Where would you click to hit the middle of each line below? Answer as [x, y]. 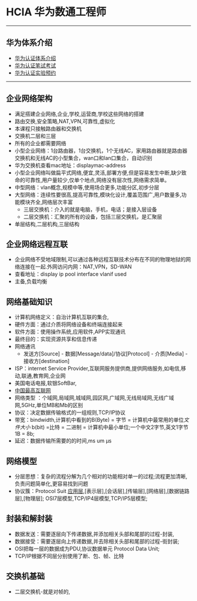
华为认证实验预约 [35, 73]
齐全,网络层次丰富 [52, 202]
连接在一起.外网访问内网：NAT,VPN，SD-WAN [76, 267]
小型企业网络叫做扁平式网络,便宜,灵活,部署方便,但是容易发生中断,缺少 [98, 172]
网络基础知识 [29, 302]
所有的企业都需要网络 [40, 143]
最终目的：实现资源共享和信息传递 [56, 339]
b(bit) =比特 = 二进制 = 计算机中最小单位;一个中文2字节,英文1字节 [110, 427]
